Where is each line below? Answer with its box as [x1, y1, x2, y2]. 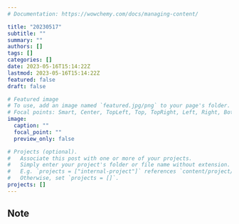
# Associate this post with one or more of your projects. [7, 154, 193, 162]
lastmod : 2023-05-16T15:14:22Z [7, 69, 100, 77]
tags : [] [7, 50, 33, 57]
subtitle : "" [7, 30, 46, 37]
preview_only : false [14, 135, 75, 142]
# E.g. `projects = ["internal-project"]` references [7, 168, 176, 175]
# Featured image [7, 95, 59, 103]
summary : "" [7, 36, 43, 43]
